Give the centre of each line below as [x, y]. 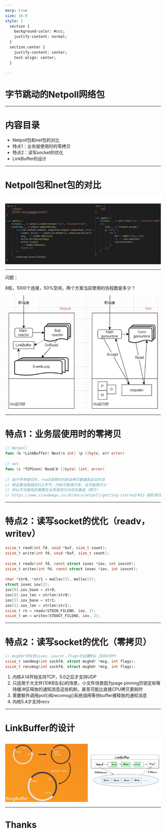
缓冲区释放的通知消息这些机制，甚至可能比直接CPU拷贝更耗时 [80, 689]
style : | [14, 21]
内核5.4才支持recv [31, 702]
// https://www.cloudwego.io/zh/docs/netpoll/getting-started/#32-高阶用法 [83, 495]
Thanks [21, 825]
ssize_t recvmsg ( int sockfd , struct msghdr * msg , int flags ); [70, 667]
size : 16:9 [16, 16]
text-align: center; [35, 58]
